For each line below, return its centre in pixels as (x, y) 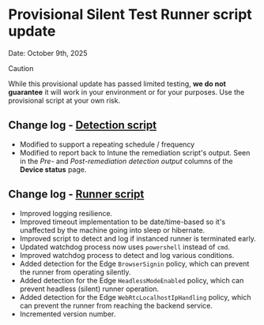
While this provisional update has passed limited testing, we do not (117, 84)
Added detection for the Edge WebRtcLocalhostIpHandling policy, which (135, 297)
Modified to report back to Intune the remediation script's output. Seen (135, 152)
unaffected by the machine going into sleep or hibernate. (112, 230)
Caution (21, 68)
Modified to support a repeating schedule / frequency (107, 144)
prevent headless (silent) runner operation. (89, 289)
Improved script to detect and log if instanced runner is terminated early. (138, 238)
